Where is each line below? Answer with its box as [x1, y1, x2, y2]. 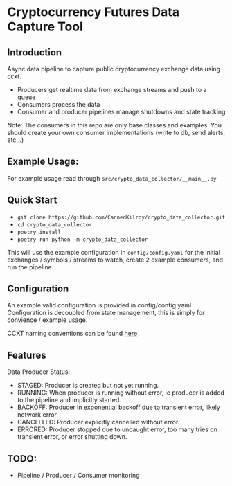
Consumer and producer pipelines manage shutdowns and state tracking [17, 108, 226, 116]
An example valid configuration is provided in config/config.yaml [7, 301, 192, 309]
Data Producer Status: [7, 368, 71, 376]
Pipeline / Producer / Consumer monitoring [17, 471, 140, 480]
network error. [17, 411, 59, 419]
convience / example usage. [7, 316, 88, 324]
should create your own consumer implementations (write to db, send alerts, [7, 129, 226, 136]
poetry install [17, 228, 62, 235]
